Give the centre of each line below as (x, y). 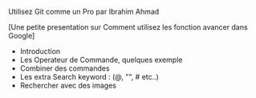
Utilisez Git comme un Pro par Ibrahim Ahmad (84, 12)
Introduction (40, 51)
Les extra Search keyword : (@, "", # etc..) (89, 77)
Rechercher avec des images (68, 85)
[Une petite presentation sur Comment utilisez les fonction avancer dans (128, 27)
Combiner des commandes (65, 68)
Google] (22, 36)
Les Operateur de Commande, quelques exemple (101, 60)
